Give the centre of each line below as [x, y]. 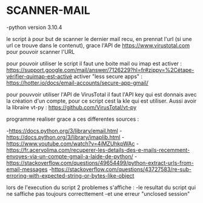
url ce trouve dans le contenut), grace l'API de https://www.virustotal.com [98, 45]
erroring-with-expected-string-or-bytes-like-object [70, 175]
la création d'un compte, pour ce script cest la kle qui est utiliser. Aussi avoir [101, 101]
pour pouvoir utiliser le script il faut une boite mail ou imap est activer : [94, 63]
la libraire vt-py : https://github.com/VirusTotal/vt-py [72, 107]
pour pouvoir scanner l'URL [41, 51]
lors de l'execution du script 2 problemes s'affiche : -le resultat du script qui [101, 187]
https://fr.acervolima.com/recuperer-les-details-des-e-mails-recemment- [98, 150]
